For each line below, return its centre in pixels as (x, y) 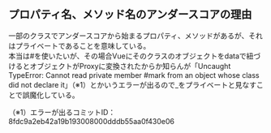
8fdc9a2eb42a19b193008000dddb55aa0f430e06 (91, 121)
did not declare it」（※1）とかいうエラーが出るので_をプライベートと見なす (133, 84)
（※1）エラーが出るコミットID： (62, 112)
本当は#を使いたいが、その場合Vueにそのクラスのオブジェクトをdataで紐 (131, 56)
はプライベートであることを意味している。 (80, 45)
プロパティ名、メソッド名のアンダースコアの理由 (130, 15)
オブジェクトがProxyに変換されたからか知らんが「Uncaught (130, 66)
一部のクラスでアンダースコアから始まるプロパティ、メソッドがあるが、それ (136, 36)
